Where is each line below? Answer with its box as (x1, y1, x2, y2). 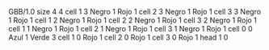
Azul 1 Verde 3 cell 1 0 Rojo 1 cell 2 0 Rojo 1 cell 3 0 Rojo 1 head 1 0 (8, 32, 229, 42)
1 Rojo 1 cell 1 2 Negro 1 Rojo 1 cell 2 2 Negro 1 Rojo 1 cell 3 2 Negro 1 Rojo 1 (8, 15, 257, 25)
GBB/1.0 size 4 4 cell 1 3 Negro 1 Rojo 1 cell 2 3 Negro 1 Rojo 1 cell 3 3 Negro (8, 7, 261, 16)
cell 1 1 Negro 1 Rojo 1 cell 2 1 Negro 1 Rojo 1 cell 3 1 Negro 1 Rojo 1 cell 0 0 (8, 24, 253, 33)
